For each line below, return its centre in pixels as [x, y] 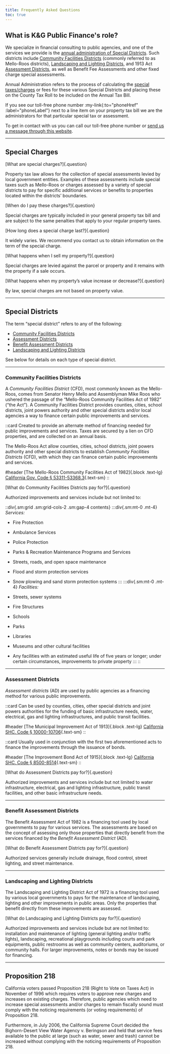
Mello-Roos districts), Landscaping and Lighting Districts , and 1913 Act [79, 64]
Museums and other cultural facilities [51, 646]
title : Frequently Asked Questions [43, 10]
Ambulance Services [34, 533]
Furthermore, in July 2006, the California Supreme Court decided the [77, 1025]
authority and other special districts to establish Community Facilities [77, 452]
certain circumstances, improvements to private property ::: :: [76, 661]
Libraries [22, 636]
